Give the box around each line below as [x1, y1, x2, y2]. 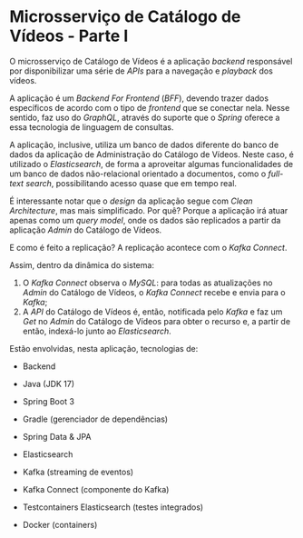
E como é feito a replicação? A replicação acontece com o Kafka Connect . [9, 242, 288, 253]
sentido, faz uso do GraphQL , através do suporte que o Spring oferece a [9, 112, 280, 123]
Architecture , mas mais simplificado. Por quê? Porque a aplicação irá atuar [9, 204, 288, 215]
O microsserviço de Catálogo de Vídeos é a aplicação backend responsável [9, 55, 293, 66]
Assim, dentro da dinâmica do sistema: [9, 259, 154, 270]
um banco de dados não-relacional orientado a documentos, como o [9, 168, 267, 179]
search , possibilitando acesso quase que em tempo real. [25, 177, 238, 188]
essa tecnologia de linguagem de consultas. [9, 121, 174, 133]
